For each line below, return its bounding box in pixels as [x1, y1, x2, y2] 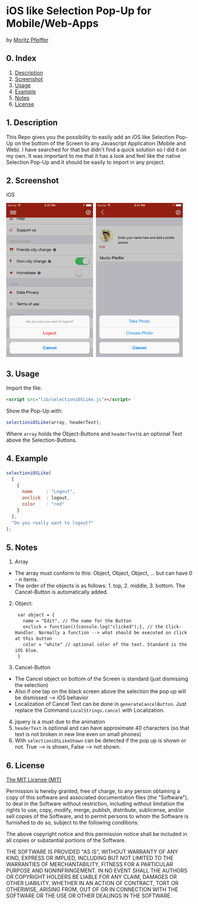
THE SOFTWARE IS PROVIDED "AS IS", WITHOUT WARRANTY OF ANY [6, 848, 178, 856]
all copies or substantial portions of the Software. [6, 837, 126, 844]
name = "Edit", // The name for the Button [22, 618, 132, 624]
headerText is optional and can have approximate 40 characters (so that [14, 724, 190, 731]
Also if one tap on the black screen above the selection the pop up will [14, 688, 186, 695]
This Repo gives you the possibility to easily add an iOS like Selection [6, 133, 175, 140]
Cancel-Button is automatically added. [14, 588, 108, 595]
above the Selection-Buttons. [6, 436, 77, 443]
